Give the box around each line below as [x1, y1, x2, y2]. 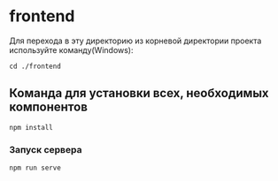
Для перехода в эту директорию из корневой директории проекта [9, 35, 262, 46]
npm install [9, 123, 53, 132]
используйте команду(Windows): [9, 44, 135, 55]
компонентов [9, 100, 89, 115]
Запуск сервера [9, 143, 82, 155]
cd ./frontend [9, 62, 62, 71]
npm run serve [9, 163, 62, 173]
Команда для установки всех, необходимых [9, 86, 269, 101]
